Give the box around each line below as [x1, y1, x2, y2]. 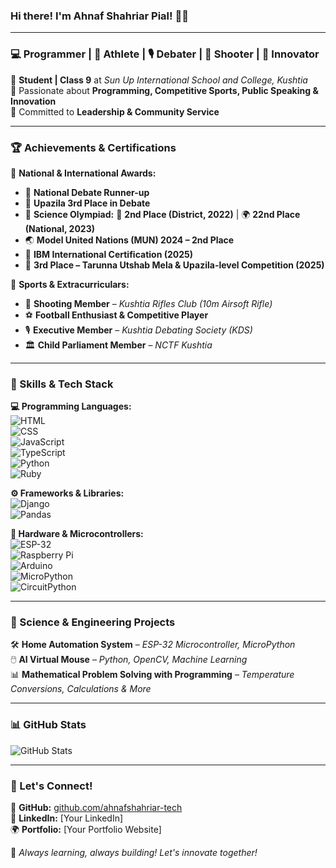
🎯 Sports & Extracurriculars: [10, 278, 130, 290]
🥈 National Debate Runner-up [24, 186, 150, 198]
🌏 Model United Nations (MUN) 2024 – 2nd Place [24, 234, 235, 246]
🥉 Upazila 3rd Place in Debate [24, 197, 151, 209]
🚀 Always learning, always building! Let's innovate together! [10, 847, 258, 859]
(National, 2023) [24, 222, 95, 234]
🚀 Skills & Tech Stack [10, 377, 114, 391]
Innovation [10, 95, 57, 107]
